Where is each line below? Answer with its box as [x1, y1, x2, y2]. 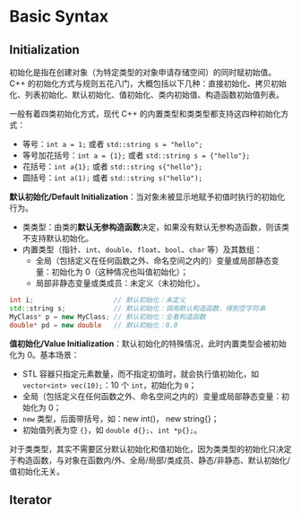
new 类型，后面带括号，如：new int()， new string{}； [21, 413, 219, 423]
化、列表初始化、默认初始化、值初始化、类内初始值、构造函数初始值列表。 [9, 90, 284, 100]
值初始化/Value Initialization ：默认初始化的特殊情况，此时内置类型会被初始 [9, 338, 287, 349]
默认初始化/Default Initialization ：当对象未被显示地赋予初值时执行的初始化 [9, 191, 285, 202]
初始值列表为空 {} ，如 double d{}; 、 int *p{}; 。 [21, 424, 202, 435]
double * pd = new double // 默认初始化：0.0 [9, 320, 178, 329]
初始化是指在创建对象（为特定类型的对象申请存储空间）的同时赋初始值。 [9, 67, 276, 77]
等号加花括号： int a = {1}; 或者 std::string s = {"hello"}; [21, 150, 251, 161]
